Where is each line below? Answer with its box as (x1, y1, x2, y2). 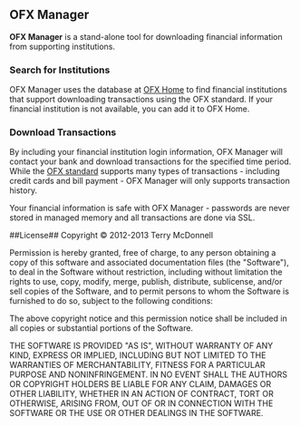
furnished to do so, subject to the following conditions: (9, 295, 213, 306)
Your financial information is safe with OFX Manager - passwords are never (9, 203, 290, 214)
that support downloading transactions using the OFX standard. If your (9, 94, 274, 105)
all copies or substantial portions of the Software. (9, 323, 193, 334)
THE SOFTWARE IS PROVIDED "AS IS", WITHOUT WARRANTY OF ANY (9, 340, 274, 352)
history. (9, 185, 38, 196)
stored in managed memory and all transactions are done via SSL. (9, 212, 256, 223)
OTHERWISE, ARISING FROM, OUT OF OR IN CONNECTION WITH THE (9, 398, 274, 409)
